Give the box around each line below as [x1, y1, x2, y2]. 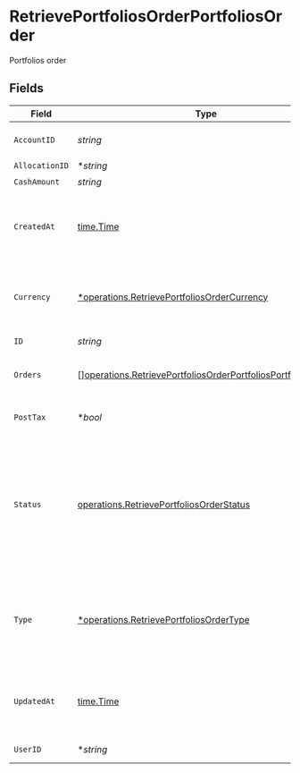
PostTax [13, 412, 46, 422]
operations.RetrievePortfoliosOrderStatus [77, 498, 251, 511]
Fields [9, 81, 45, 96]
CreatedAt [13, 221, 55, 232]
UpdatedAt [13, 696, 55, 706]
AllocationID [13, 160, 70, 171]
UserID [13, 744, 42, 754]
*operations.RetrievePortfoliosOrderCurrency [77, 291, 269, 303]
